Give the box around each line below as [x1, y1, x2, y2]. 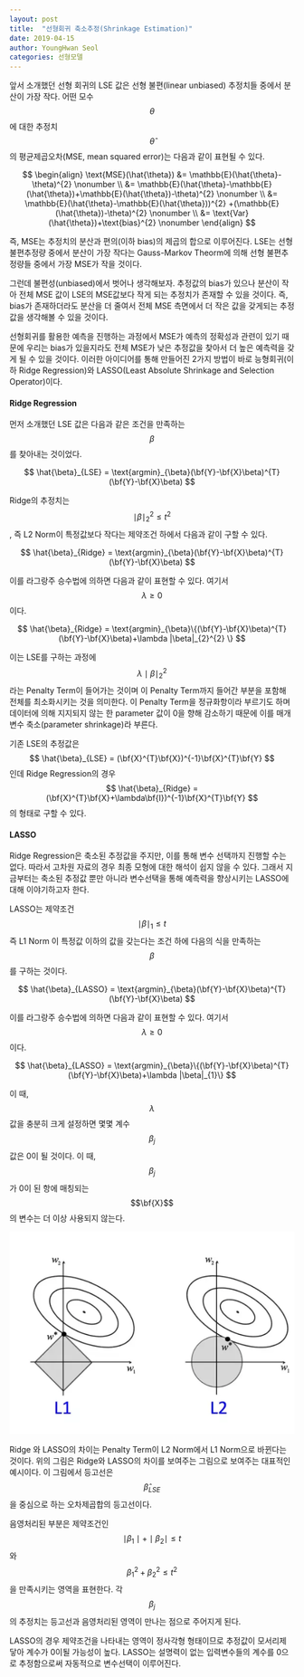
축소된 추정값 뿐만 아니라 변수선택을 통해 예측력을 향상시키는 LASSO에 [40, 873, 290, 884]
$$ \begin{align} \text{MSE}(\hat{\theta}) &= [22, 169, 188, 180]
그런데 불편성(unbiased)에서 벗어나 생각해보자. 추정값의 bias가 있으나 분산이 [9, 278, 280, 289]
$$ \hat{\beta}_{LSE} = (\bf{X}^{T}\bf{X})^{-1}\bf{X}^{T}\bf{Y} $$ [29, 753, 275, 764]
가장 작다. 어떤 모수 [25, 91, 94, 102]
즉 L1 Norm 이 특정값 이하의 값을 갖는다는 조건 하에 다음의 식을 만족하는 [9, 936, 261, 947]
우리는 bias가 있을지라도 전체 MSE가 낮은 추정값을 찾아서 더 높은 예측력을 [25, 342, 285, 353]
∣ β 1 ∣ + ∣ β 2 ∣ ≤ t [122, 1532, 182, 1546]
